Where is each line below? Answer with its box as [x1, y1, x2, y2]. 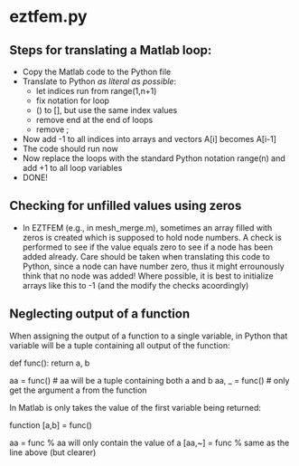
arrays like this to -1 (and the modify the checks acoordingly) [22, 280, 249, 290]
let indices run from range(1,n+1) [35, 86, 157, 96]
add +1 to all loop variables [22, 163, 123, 173]
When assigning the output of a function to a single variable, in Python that [9, 330, 288, 341]
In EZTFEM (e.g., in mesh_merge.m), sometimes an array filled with [22, 222, 273, 233]
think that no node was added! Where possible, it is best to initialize [22, 270, 274, 281]
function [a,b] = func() [9, 419, 92, 431]
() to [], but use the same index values [35, 105, 178, 115]
